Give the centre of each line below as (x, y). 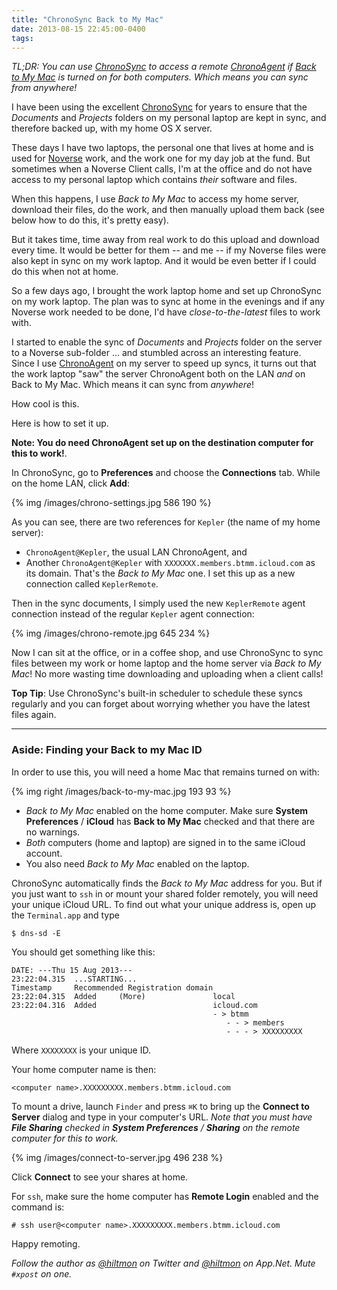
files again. (34, 715)
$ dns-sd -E (36, 933)
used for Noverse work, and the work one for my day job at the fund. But (161, 158)
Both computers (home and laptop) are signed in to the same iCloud (165, 842)
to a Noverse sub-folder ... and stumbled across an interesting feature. (156, 353)
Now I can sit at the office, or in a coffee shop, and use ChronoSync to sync (167, 653)
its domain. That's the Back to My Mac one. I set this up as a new (160, 573)
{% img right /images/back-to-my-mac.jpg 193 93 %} (121, 791)
